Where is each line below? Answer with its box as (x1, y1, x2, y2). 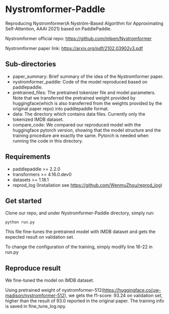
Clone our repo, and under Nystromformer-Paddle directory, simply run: (5, 210, 155, 216)
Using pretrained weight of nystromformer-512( (5, 287, 103, 293)
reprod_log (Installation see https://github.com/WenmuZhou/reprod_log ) (12, 182, 163, 188)
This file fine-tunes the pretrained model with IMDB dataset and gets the (5, 229, 156, 235)
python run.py (5, 220, 35, 225)
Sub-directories (5, 60, 57, 69)
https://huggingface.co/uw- (103, 287, 161, 293)
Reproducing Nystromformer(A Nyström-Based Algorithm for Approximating (5, 20, 164, 26)
